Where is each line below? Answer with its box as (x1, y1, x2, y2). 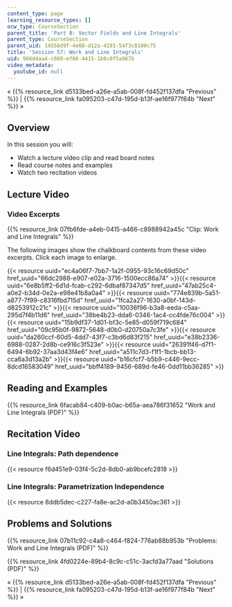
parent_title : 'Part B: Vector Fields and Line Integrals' (7, 29, 181, 37)
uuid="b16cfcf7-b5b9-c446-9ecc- (100, 355, 200, 363)
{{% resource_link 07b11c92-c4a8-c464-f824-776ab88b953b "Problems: (7, 536, 218, 545)
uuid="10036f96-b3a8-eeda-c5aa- (100, 303, 201, 312)
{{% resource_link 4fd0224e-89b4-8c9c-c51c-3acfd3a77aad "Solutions (7, 557, 214, 565)
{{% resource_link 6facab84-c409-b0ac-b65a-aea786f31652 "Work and (7, 401, 216, 409)
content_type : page (7, 10, 64, 17)
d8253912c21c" (7, 303, 52, 312)
